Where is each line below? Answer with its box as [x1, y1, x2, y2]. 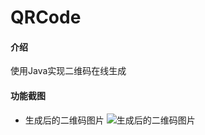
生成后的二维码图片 [24, 114, 105, 126]
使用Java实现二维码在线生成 [10, 65, 127, 77]
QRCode [10, 6, 82, 29]
